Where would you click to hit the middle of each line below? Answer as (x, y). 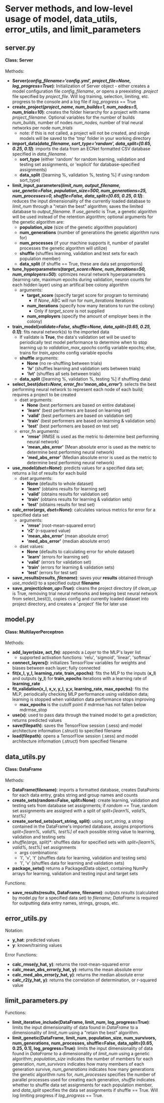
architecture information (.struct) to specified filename (67, 731)
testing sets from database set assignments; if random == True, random (85, 805)
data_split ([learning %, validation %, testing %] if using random (84, 175)
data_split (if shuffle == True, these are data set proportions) (81, 263)
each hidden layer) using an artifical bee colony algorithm (70, 285)
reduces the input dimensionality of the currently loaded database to (81, 201)
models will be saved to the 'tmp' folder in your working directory (85, 138)
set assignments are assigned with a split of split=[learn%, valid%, (79, 811)
